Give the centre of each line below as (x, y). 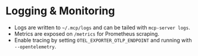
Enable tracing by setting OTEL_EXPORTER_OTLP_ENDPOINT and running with (103, 40)
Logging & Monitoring (60, 11)
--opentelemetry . (35, 46)
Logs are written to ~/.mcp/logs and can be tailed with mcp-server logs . (102, 27)
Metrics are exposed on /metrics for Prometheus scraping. (86, 33)
